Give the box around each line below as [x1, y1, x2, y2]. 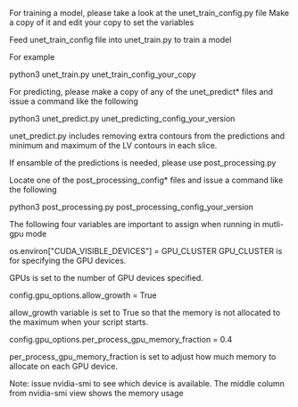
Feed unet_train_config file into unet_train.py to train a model [9, 35, 232, 45]
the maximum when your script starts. [9, 317, 149, 327]
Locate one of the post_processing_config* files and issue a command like [9, 174, 284, 185]
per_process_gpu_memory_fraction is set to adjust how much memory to [9, 352, 277, 361]
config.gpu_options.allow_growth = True [9, 290, 158, 301]
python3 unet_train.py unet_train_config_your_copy [9, 69, 196, 80]
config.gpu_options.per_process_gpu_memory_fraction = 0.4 [9, 335, 233, 344]
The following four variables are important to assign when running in [9, 219, 261, 229]
